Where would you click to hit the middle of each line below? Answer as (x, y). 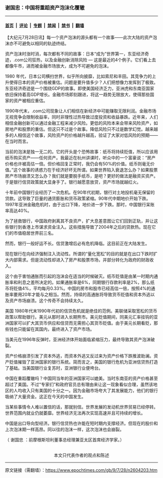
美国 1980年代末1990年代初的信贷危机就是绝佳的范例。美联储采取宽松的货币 (81, 311)
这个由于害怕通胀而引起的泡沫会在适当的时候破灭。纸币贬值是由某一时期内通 (81, 276)
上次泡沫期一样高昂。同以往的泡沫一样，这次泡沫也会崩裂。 (65, 429)
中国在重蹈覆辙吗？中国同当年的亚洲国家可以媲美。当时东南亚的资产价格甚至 (81, 378)
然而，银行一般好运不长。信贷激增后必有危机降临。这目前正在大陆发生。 (77, 243)
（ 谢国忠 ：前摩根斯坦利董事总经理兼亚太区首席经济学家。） (65, 440)
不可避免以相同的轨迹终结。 (41, 43)
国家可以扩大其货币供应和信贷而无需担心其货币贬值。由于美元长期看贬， (81, 323)
